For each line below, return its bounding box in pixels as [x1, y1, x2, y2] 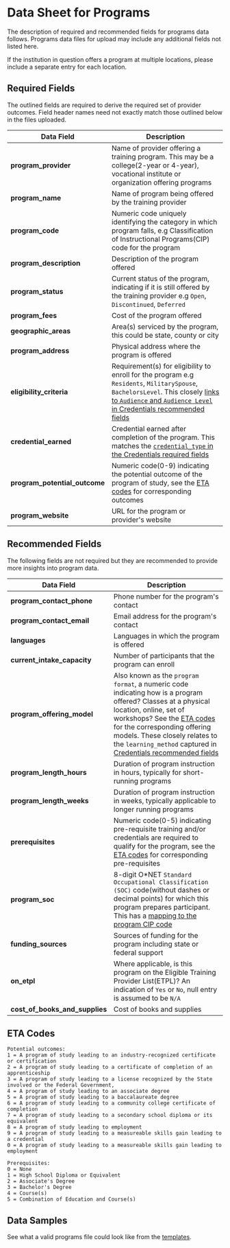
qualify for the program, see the [113, 841, 216, 851]
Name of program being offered [112, 189, 214, 198]
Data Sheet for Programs [7, 5, 151, 21]
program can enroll [113, 659, 175, 669]
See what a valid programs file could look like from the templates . [7, 1233, 192, 1241]
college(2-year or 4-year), [112, 160, 199, 170]
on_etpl [10, 976, 36, 986]
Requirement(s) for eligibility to [112, 361, 212, 371]
